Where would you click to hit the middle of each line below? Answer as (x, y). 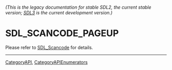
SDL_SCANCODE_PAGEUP (62, 33)
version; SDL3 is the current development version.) (59, 12)
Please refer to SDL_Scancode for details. (49, 47)
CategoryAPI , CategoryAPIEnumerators (47, 62)
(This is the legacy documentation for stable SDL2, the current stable (78, 7)
